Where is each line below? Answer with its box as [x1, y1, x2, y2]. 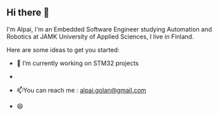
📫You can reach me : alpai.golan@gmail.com [16, 86, 146, 94]
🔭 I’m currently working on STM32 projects [16, 59, 139, 67]
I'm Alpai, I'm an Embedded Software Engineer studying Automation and [6, 25, 212, 33]
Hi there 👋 [6, 7, 50, 19]
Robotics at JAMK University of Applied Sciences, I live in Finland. [6, 32, 194, 40]
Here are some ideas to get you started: [6, 45, 120, 54]
